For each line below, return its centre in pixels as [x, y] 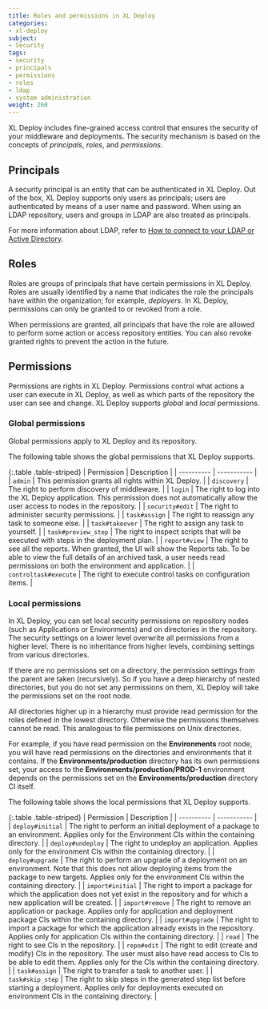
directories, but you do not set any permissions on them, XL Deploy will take [134, 687]
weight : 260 [28, 105]
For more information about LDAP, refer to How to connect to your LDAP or [131, 230]
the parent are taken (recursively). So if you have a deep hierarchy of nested [134, 679]
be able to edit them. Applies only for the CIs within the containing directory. [134, 963]
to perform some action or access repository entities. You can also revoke [130, 332]
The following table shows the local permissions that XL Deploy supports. [129, 802]
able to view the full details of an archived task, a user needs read [117, 557]
